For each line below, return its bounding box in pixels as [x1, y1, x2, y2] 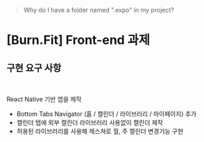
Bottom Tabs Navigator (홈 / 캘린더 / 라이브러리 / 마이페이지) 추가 [16, 110, 197, 118]
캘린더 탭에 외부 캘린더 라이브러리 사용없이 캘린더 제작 [16, 118, 164, 127]
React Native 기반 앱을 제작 [6, 95, 82, 103]
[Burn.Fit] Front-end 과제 [6, 33, 151, 48]
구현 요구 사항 [6, 62, 62, 73]
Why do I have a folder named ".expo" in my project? [23, 6, 174, 14]
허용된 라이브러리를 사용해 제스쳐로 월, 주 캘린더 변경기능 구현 [16, 127, 184, 135]
